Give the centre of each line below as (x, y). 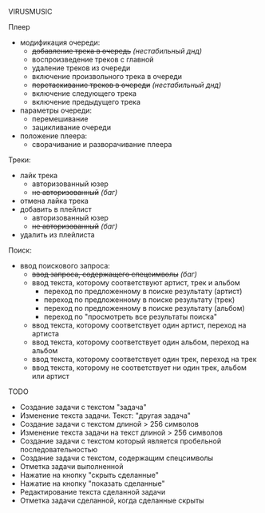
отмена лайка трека (54, 201)
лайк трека (39, 175)
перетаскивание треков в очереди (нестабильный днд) (127, 85)
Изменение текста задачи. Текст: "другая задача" (105, 416)
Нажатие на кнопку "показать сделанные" (92, 483)
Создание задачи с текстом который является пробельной (121, 441)
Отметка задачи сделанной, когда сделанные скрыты (112, 500)
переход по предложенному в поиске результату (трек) (139, 300)
